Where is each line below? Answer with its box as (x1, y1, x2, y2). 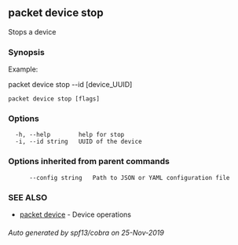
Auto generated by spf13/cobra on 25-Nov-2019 (8, 228, 165, 237)
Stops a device (8, 27, 57, 36)
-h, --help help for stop (15, 131, 125, 139)
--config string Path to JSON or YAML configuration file (28, 174, 230, 181)
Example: (8, 64, 38, 74)
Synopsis (8, 46, 45, 57)
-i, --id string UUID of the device (15, 137, 143, 146)
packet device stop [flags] (8, 95, 101, 103)
